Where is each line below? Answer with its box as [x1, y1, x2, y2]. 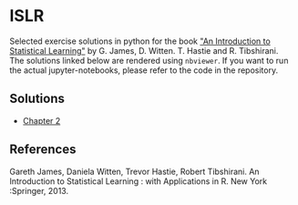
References [9, 142, 77, 158]
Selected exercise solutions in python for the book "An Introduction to [9, 36, 271, 46]
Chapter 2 [22, 115, 61, 126]
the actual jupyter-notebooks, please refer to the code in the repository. [9, 65, 279, 76]
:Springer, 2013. [9, 185, 69, 196]
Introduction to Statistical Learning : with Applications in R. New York [9, 175, 267, 187]
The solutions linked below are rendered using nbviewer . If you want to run [9, 55, 289, 66]
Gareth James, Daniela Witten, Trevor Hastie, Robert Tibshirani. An [9, 166, 260, 177]
